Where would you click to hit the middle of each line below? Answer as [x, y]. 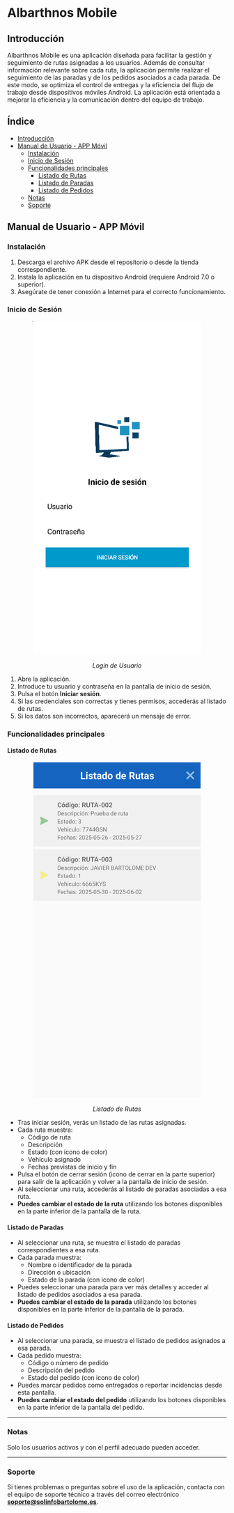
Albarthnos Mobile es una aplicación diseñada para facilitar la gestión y [110, 55]
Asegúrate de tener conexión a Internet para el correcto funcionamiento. [122, 291]
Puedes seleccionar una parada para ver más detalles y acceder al [113, 1287]
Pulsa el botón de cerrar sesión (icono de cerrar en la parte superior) [116, 1174]
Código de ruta [49, 1137]
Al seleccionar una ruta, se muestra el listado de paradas [99, 1243]
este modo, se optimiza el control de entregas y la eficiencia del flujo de [110, 85]
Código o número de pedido [68, 1363]
